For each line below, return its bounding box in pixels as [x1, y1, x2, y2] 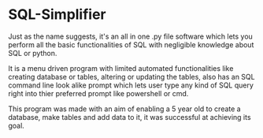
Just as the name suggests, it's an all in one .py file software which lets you [8, 32, 254, 41]
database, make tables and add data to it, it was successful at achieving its [8, 112, 251, 121]
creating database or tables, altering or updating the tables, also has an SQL [8, 72, 255, 81]
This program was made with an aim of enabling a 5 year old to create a [8, 104, 242, 114]
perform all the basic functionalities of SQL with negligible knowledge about [8, 39, 254, 49]
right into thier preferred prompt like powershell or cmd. [8, 88, 189, 98]
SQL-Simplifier [8, 6, 106, 24]
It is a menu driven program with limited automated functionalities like [8, 63, 234, 73]
